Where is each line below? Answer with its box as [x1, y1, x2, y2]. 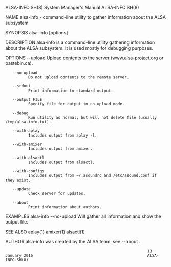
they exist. [5, 177, 31, 183]
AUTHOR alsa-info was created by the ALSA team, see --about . [5, 239, 141, 244]
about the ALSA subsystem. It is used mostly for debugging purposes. [5, 45, 154, 51]
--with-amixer [12, 142, 42, 147]
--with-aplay [12, 128, 40, 133]
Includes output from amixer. [28, 146, 93, 151]
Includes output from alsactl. [28, 160, 95, 165]
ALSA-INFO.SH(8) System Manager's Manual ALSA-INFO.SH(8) [5, 5, 139, 10]
